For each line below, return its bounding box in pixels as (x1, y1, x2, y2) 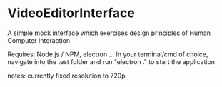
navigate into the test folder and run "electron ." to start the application (7, 57, 216, 66)
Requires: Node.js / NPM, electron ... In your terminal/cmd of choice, (7, 50, 208, 58)
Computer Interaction (7, 36, 70, 44)
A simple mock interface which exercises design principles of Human (7, 29, 211, 37)
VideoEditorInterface (7, 5, 136, 21)
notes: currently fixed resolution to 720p (7, 71, 126, 80)
